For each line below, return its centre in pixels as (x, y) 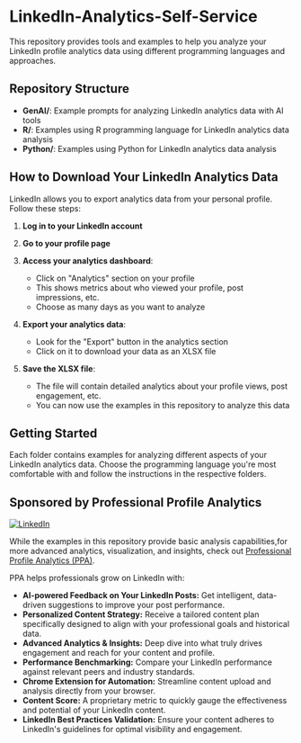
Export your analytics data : (74, 324)
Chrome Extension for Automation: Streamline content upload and (146, 682)
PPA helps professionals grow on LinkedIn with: (97, 578)
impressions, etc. (67, 297)
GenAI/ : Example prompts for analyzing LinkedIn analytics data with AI (153, 111)
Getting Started (53, 433)
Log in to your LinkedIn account (82, 226)
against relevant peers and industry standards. (109, 672)
